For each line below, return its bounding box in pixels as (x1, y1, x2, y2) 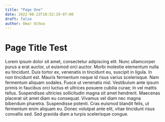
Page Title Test (5, 42, 67, 53)
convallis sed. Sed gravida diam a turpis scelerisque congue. (5, 111, 129, 117)
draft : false (5, 16, 32, 21)
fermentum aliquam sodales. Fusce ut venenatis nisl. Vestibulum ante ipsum (5, 80, 159, 85)
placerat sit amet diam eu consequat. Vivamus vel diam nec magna (5, 95, 141, 101)
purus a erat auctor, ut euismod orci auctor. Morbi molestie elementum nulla (5, 64, 159, 70)
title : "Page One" (5, 7, 43, 12)
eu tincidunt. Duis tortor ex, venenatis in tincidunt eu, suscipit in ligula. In (5, 69, 152, 75)
